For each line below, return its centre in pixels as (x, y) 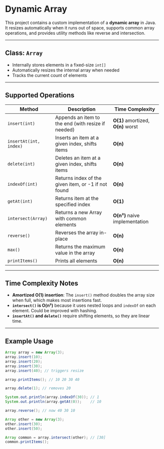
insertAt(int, (24, 141)
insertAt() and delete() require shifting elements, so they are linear (81, 316)
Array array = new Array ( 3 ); (35, 352)
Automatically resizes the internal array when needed (66, 70)
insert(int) (21, 123)
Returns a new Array (79, 212)
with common (71, 218)
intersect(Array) (28, 218)
